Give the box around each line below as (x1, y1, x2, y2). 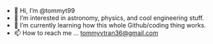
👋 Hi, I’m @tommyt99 (13, 7, 75, 14)
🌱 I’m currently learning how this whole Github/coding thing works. (13, 21, 206, 29)
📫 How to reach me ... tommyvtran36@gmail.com (13, 29, 159, 37)
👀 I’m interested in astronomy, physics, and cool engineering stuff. (13, 14, 205, 22)
